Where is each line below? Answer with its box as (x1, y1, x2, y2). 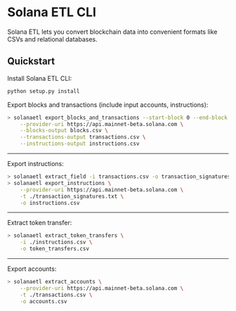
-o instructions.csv (20, 199, 80, 206)
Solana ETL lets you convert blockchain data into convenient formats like (7, 27, 218, 36)
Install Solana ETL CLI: (7, 74, 72, 82)
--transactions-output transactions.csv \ (20, 134, 146, 141)
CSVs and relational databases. (7, 34, 98, 43)
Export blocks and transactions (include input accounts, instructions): (7, 100, 209, 109)
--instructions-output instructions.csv (20, 140, 140, 148)
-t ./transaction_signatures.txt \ (20, 193, 124, 200)
